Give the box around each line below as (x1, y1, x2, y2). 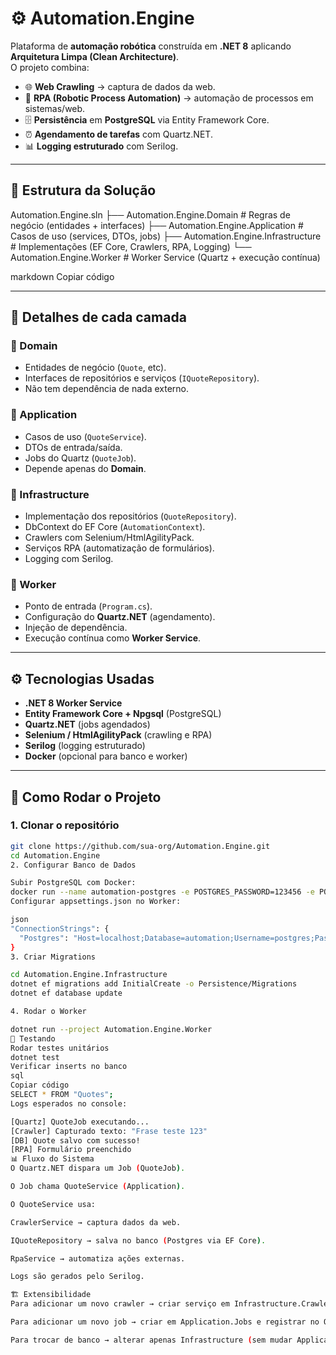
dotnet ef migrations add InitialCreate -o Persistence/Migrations (10, 979, 298, 989)
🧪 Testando (10, 1033, 56, 1044)
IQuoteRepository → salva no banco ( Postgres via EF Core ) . (10, 1235, 267, 1246)
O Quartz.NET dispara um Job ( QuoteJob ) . (10, 1163, 186, 1174)
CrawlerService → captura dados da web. (10, 1217, 182, 1227)
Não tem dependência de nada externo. (24, 383, 190, 395)
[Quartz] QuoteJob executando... (10, 1117, 150, 1127)
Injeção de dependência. (24, 622, 128, 634)
